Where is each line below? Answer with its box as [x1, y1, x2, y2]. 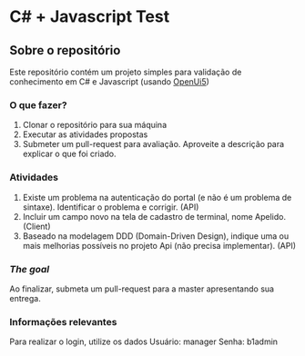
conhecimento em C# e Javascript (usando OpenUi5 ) [9, 76, 209, 87]
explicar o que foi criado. [22, 148, 117, 160]
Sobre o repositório [9, 43, 121, 58]
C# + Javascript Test [9, 6, 170, 27]
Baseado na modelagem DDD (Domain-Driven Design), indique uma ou [22, 230, 290, 242]
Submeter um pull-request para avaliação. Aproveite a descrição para [22, 139, 285, 150]
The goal [9, 262, 50, 275]
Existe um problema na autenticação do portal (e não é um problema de [22, 192, 292, 203]
